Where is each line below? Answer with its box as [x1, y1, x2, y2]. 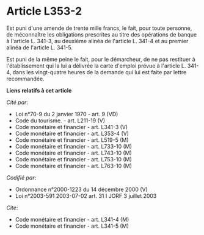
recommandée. [6, 75, 45, 82]
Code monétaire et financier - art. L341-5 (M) [15, 222, 129, 230]
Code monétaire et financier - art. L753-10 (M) [15, 155, 133, 163]
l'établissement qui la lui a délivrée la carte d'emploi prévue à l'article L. [6, 62, 186, 69]
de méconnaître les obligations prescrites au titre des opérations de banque [6, 30, 197, 38]
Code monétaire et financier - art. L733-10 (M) [15, 142, 133, 150]
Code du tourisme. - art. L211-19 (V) [15, 117, 106, 124]
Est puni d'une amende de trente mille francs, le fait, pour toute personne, [6, 24, 192, 32]
